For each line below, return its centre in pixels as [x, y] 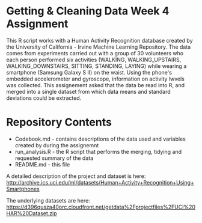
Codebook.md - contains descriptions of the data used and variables [100, 139]
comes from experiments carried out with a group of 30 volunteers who [95, 53]
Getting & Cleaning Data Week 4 [88, 11]
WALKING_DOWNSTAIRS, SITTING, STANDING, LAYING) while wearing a [96, 66]
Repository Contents [59, 122]
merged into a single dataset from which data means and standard [89, 91]
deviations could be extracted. [44, 98]
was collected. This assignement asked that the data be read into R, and [96, 85]
